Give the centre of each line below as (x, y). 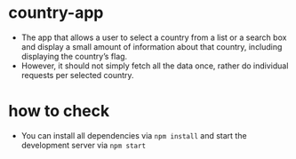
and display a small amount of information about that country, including (152, 46)
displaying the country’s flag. (74, 56)
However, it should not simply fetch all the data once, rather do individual (155, 66)
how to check (59, 111)
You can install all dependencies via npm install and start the (134, 135)
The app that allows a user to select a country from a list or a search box (154, 37)
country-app (56, 13)
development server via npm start (84, 145)
